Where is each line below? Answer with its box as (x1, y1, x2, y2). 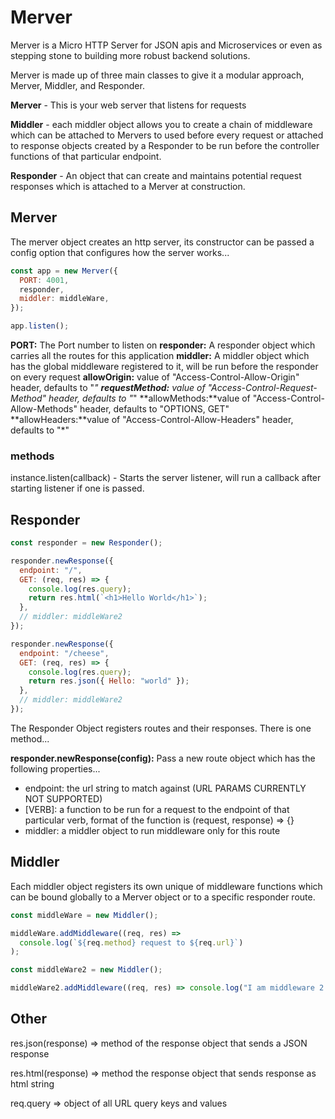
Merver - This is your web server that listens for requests (10, 99, 247, 111)
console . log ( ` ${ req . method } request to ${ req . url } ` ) (19, 937, 244, 948)
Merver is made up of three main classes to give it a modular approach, (10, 69, 305, 81)
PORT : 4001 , (19, 275, 70, 285)
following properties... (10, 762, 101, 775)
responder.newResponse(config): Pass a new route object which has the (10, 752, 316, 764)
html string (10, 1077, 55, 1090)
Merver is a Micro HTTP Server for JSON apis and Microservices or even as (10, 39, 323, 51)
